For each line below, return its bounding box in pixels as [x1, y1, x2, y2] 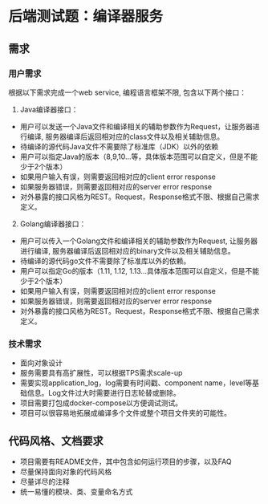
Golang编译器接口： [19, 218, 87, 229]
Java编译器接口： [19, 104, 79, 114]
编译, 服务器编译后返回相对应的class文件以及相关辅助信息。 [26, 132, 225, 141]
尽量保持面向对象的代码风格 [19, 466, 112, 476]
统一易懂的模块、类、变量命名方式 [19, 486, 133, 496]
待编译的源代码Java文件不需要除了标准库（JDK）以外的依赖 [19, 141, 219, 151]
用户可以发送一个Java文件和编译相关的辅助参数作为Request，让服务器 [19, 121, 254, 131]
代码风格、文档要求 [8, 434, 104, 448]
